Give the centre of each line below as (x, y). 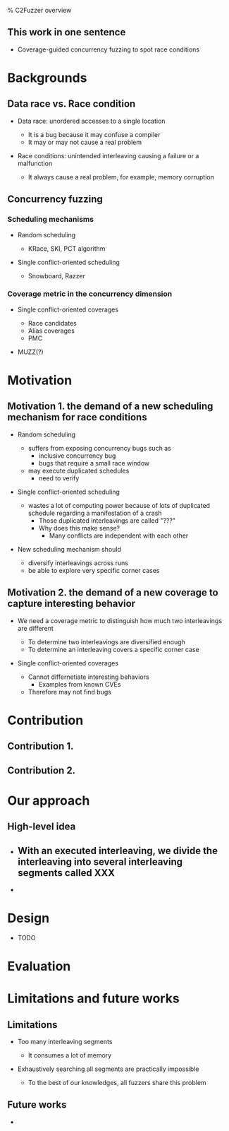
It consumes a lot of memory (70, 1055)
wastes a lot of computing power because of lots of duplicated (119, 505)
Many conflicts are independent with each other (119, 535)
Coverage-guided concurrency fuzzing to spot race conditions (108, 49)
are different (36, 628)
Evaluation (39, 966)
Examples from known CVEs (80, 684)
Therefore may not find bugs (69, 692)
